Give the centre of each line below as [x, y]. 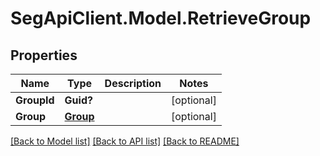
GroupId [35, 100]
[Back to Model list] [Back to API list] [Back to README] [125, 141]
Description [133, 83]
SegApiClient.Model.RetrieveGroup [161, 18]
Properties [44, 55]
